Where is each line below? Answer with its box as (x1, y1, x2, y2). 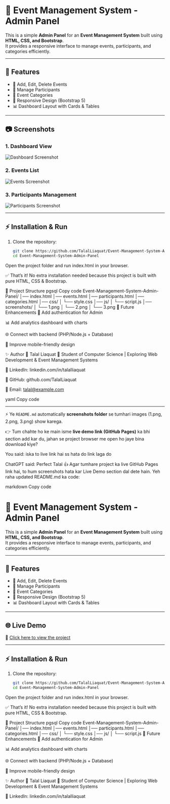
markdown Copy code (5, 484, 52, 490)
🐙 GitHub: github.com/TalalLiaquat (5, 376, 77, 382)
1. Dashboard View (5, 143, 52, 150)
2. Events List (5, 167, 39, 174)
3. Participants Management (5, 191, 77, 198)
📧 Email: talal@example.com (5, 386, 64, 392)
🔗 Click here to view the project (5, 635, 71, 641)
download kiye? (5, 441, 38, 447)
